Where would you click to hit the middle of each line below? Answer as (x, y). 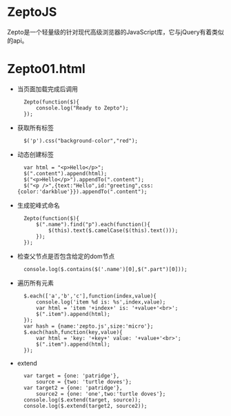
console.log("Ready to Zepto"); (82, 108)
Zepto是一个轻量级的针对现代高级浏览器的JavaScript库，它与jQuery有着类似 (115, 32)
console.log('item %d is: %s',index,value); (101, 302)
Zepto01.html (47, 69)
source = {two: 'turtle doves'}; (84, 382)
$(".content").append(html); (66, 173)
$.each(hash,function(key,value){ (73, 332)
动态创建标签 (35, 154)
